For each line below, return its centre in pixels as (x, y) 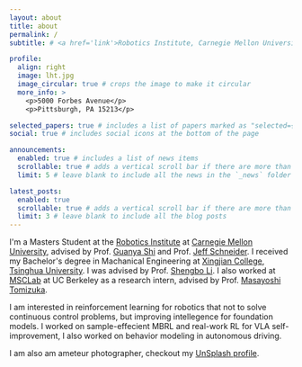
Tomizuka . (28, 290)
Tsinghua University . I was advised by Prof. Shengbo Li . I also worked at (142, 271)
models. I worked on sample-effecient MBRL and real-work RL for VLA (140, 327)
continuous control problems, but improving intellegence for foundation (142, 317)
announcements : (38, 150)
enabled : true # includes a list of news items (108, 158)
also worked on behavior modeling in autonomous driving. (174, 336)
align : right (42, 67)
